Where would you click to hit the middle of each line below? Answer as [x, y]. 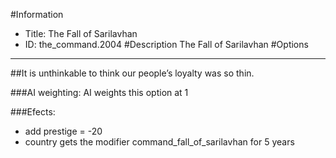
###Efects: [33, 112]
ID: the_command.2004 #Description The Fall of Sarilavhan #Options [166, 44]
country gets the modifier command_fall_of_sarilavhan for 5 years [159, 142]
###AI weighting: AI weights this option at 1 [99, 92]
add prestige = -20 [63, 131]
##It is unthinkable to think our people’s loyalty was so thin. [132, 73]
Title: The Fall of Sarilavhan [81, 33]
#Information [37, 14]
